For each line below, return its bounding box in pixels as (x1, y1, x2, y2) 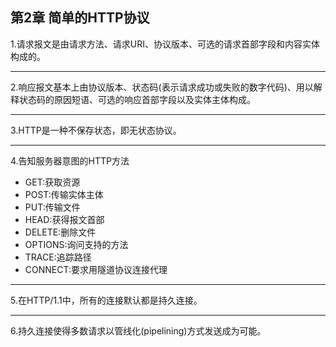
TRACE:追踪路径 (24, 251, 92, 263)
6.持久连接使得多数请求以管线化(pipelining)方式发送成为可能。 (10, 324, 267, 337)
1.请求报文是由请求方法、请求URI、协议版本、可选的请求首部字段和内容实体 (10, 38, 320, 50)
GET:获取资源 (24, 176, 81, 188)
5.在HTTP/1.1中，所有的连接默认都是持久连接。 (10, 294, 203, 306)
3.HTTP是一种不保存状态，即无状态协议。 (10, 124, 182, 136)
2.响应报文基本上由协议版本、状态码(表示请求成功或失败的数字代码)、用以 (10, 81, 314, 93)
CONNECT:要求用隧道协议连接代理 (24, 263, 168, 275)
